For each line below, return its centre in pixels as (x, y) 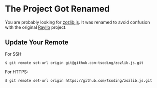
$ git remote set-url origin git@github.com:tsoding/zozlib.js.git (74, 63)
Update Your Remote (37, 43)
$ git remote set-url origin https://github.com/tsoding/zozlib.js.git (78, 80)
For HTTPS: (16, 72)
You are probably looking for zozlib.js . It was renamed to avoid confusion (78, 22)
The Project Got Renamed (57, 9)
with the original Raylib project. (36, 27)
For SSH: (14, 54)
